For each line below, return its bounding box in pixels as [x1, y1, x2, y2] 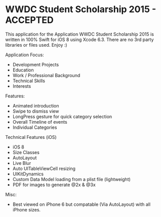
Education [12, 67, 34, 73]
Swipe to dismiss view [12, 108, 59, 114]
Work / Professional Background [12, 72, 80, 78]
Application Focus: [5, 52, 44, 58]
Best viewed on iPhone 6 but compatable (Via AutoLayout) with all [12, 201, 151, 207]
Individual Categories [12, 124, 57, 130]
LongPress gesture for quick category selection [12, 113, 112, 120]
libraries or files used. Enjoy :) [5, 42, 67, 48]
